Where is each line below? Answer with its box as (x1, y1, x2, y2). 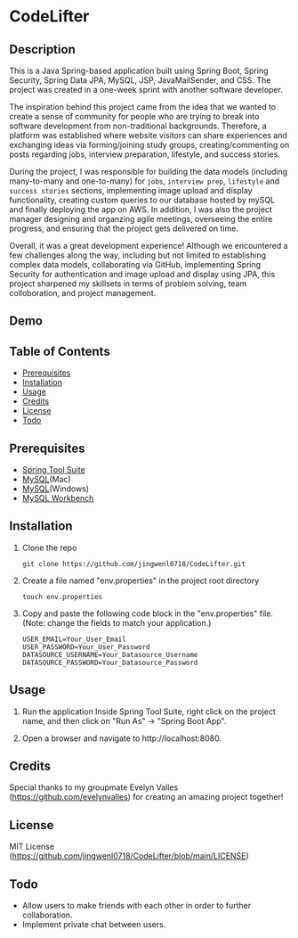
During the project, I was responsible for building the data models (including (9, 167, 288, 177)
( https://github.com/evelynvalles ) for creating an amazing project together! (9, 792, 284, 802)
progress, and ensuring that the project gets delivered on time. (9, 223, 238, 234)
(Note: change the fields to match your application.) (21, 617, 212, 628)
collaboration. (21, 909, 73, 920)
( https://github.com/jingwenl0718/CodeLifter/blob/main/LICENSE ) (9, 851, 249, 861)
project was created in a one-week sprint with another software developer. (9, 85, 283, 95)
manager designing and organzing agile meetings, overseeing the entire (9, 214, 273, 224)
